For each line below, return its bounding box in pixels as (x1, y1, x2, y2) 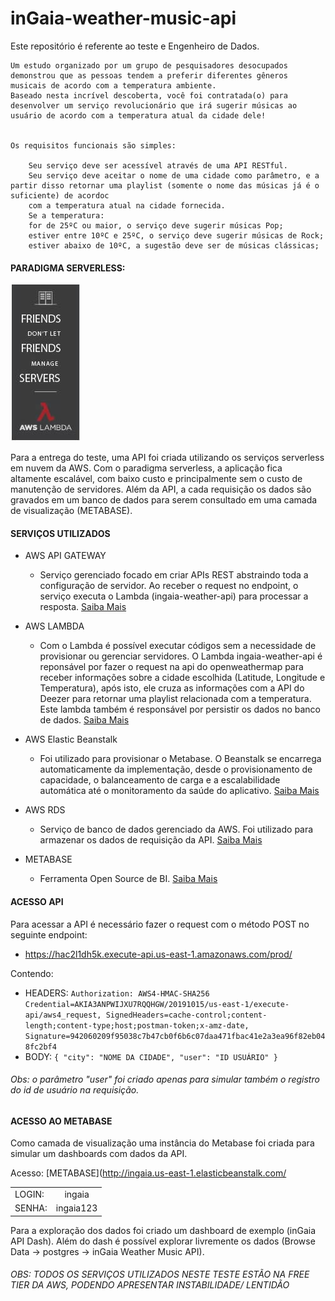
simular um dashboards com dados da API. (10, 1148, 188, 1160)
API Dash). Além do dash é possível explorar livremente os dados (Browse (10, 1235, 316, 1247)
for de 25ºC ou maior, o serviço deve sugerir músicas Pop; (28, 220, 284, 231)
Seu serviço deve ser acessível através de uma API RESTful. (28, 160, 288, 171)
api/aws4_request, (24, 1010, 102, 1020)
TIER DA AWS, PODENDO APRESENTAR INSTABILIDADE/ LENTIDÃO (10, 1279, 290, 1291)
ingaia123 (55, 1202, 98, 1214)
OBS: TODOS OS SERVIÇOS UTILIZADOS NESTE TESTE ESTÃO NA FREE (10, 1268, 310, 1281)
